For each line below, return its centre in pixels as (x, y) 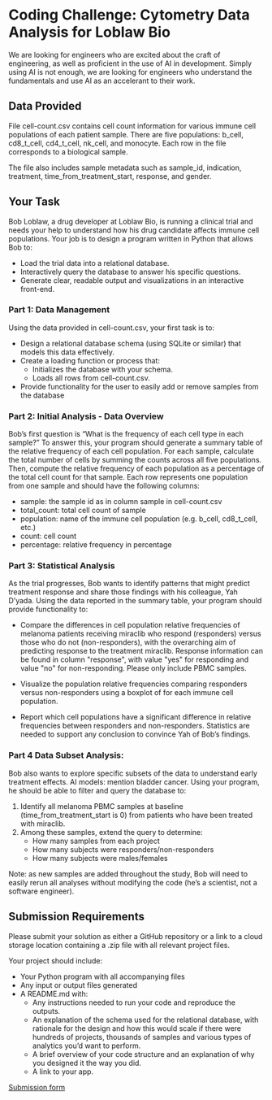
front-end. (37, 289)
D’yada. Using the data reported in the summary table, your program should (135, 601)
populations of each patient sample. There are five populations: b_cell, (126, 134)
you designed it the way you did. (87, 1063)
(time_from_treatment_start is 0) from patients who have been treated (136, 815)
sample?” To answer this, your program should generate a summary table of (136, 443)
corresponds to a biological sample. (68, 151)
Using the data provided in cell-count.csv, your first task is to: (112, 328)
